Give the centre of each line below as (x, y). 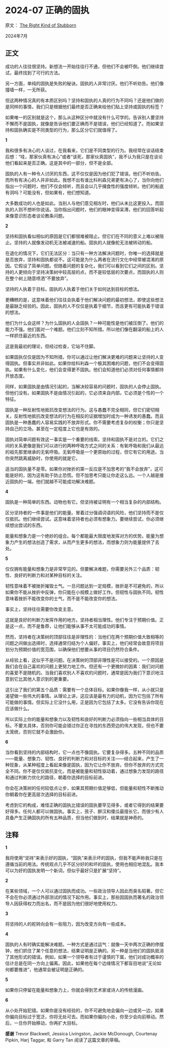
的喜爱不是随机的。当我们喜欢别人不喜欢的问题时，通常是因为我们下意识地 (82, 673)
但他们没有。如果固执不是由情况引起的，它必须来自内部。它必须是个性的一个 (84, 392)
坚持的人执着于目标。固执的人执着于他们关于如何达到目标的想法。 (73, 289)
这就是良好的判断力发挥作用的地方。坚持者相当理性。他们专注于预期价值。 (82, 620)
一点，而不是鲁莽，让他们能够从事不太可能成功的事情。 (71, 626)
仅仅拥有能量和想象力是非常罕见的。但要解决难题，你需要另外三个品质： (80, 569)
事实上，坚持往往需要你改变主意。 (40, 609)
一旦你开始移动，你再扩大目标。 (47, 1023)
